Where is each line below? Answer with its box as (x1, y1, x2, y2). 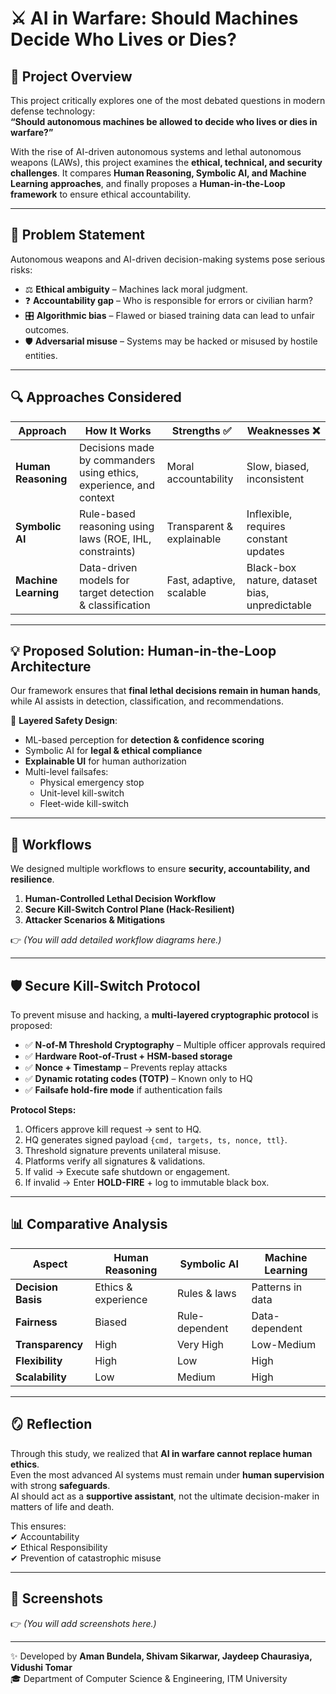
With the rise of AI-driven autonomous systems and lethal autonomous (10, 146, 302, 157)
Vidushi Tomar (10, 1661, 73, 1673)
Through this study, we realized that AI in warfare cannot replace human (10, 1447, 313, 1459)
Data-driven (78, 560, 138, 574)
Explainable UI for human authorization (24, 755, 187, 767)
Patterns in (251, 1280, 303, 1294)
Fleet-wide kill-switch (39, 798, 130, 810)
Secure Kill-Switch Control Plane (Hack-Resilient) (24, 903, 235, 916)
